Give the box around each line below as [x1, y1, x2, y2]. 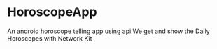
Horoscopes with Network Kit [7, 34, 92, 42]
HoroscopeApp [7, 4, 97, 20]
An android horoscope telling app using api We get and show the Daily [7, 27, 210, 35]
